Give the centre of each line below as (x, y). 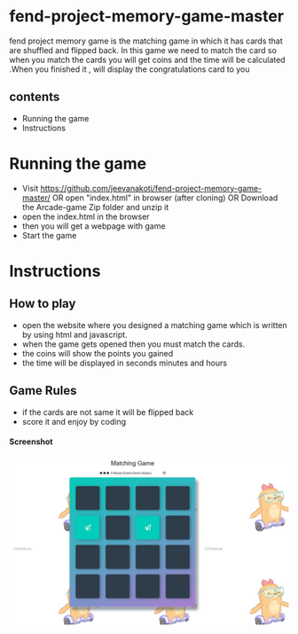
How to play (43, 304)
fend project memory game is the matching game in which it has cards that (146, 41)
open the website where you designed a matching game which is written (155, 325)
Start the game (49, 235)
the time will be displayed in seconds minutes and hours (125, 363)
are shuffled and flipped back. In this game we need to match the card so (143, 50)
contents (35, 97)
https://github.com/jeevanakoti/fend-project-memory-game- (151, 188)
